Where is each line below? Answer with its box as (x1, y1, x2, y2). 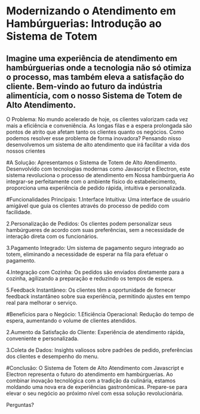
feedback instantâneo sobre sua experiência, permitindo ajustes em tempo (6, 293, 190, 299)
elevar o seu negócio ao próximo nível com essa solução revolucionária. (6, 390, 184, 397)
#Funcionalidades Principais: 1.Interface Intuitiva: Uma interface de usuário (6, 196, 190, 203)
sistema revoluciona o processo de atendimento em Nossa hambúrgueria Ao (6, 172, 195, 178)
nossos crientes (6, 147, 46, 155)
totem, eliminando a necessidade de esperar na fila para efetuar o (6, 251, 168, 258)
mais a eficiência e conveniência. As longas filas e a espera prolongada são (6, 122, 192, 129)
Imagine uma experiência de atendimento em (6, 53, 177, 63)
